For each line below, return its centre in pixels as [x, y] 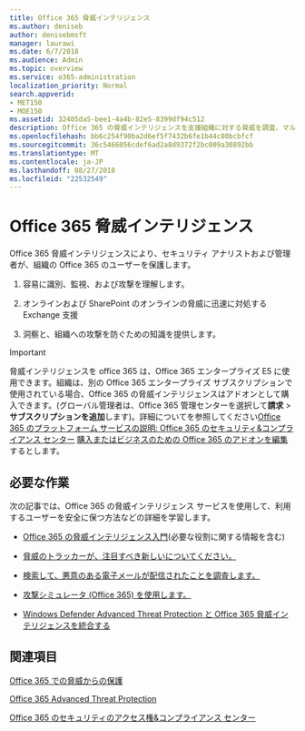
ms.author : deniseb [46, 26]
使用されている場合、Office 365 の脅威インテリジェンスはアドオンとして [145, 394]
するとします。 [37, 451]
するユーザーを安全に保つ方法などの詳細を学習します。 [113, 517]
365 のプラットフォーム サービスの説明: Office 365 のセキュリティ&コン [144, 428]
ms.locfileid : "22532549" [58, 178]
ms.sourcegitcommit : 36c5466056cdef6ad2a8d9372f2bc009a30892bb [132, 145]
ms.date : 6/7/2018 [44, 52]
